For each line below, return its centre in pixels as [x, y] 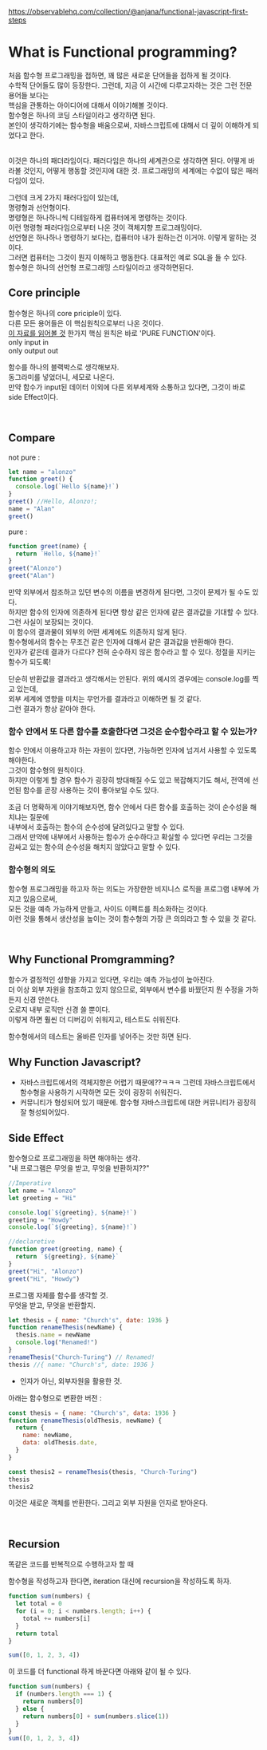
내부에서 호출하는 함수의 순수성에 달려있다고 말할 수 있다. [96, 827]
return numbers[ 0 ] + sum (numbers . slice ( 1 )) [96, 1716]
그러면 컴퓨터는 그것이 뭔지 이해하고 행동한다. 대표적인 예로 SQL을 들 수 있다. [128, 257]
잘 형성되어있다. [44, 1112]
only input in [29, 342]
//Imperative [30, 1183]
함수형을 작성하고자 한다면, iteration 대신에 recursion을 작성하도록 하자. [120, 1581]
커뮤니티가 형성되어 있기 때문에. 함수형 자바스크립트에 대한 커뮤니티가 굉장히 [138, 1102]
